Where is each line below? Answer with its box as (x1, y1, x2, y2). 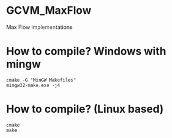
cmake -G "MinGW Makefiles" (6, 77, 77, 83)
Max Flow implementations (6, 23, 73, 31)
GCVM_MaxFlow (6, 4, 92, 17)
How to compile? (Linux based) (6, 103, 164, 116)
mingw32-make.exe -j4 (6, 82, 61, 88)
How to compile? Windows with (6, 44, 167, 58)
